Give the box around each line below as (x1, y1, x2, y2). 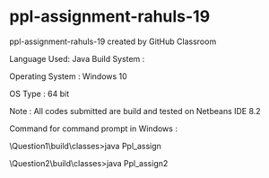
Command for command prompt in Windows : (9, 123, 178, 134)
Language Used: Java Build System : (9, 53, 145, 64)
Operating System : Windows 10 (9, 70, 127, 82)
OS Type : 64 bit (9, 88, 70, 99)
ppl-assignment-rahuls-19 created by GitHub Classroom (9, 36, 217, 47)
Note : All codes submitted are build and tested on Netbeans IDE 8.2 (9, 105, 262, 116)
